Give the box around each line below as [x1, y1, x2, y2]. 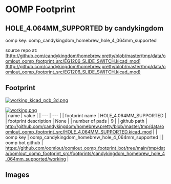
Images [5, 171, 30, 179]
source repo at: [5, 47, 37, 53]
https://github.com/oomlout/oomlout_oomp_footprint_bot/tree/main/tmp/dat [5, 145, 165, 151]
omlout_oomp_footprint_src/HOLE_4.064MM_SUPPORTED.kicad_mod [5, 128, 152, 135]
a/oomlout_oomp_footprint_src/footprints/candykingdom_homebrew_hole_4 [5, 150, 165, 156]
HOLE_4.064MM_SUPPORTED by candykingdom [5, 24, 164, 33]
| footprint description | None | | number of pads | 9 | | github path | [5, 118, 147, 124]
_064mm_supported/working [5, 155, 67, 162]
